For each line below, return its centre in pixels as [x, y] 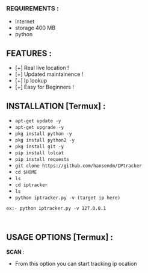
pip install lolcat [39, 153]
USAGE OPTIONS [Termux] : [60, 237]
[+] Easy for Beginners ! [44, 87]
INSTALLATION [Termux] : [56, 106]
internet [25, 22]
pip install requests [42, 159]
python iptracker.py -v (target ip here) [67, 198]
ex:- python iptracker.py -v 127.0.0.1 [56, 208]
